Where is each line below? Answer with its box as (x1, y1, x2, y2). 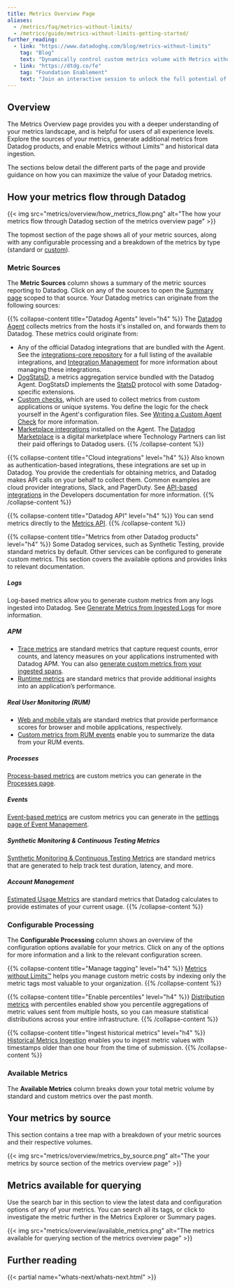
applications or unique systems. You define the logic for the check (17, 403, 208, 411)
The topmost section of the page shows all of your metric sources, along (7, 230, 217, 239)
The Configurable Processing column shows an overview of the (7, 936, 194, 944)
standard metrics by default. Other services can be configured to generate (7, 548, 222, 556)
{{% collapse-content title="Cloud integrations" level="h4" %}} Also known (7, 453, 225, 462)
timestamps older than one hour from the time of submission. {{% (7, 1044, 197, 1052)
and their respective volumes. (7, 1138, 93, 1147)
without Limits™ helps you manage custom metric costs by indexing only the (7, 971, 227, 981)
